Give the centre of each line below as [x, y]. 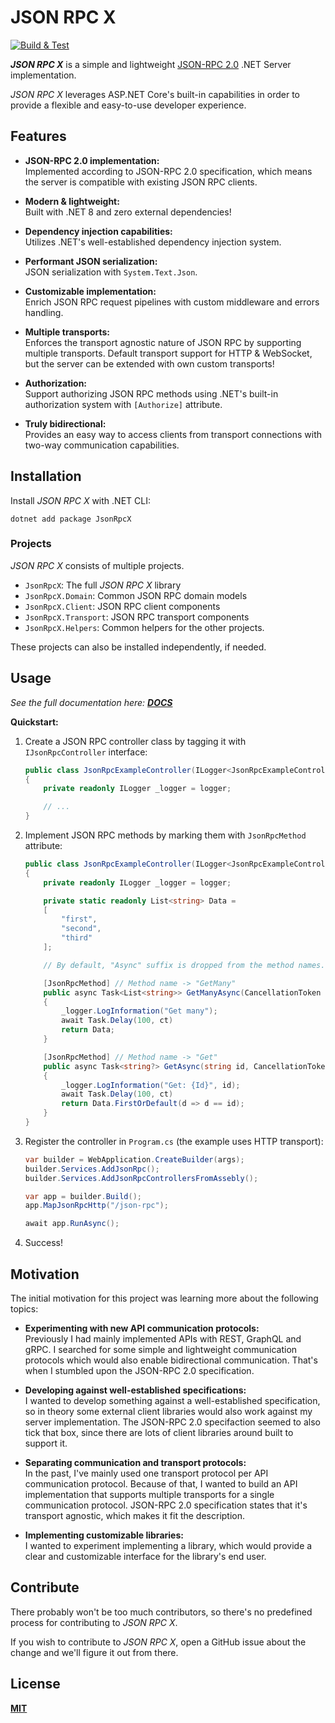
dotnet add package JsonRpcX [71, 519]
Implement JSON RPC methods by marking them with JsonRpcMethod [165, 835]
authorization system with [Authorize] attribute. [123, 404]
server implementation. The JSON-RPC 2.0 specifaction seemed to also [172, 1422]
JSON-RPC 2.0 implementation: [92, 160]
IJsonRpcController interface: [86, 752]
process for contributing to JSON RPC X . [94, 1622]
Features [38, 136]
